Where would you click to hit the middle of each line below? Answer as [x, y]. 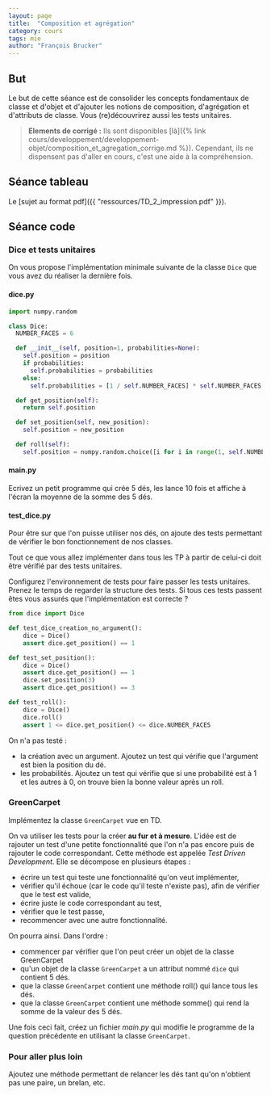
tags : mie [25, 38]
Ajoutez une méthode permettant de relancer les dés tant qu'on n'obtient [129, 1074]
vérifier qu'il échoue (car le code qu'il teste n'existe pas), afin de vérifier [140, 886]
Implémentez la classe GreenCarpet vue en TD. [85, 820]
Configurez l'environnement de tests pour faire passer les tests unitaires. [129, 581]
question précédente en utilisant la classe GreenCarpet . [100, 1035]
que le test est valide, [56, 894]
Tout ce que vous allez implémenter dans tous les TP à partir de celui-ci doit [135, 557]
